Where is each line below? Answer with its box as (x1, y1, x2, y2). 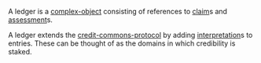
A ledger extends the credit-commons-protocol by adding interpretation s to (8, 31, 253, 39)
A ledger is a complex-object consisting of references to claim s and (8, 7, 228, 16)
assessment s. (8, 15, 53, 24)
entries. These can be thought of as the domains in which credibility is (8, 39, 236, 48)
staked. (8, 47, 33, 56)
